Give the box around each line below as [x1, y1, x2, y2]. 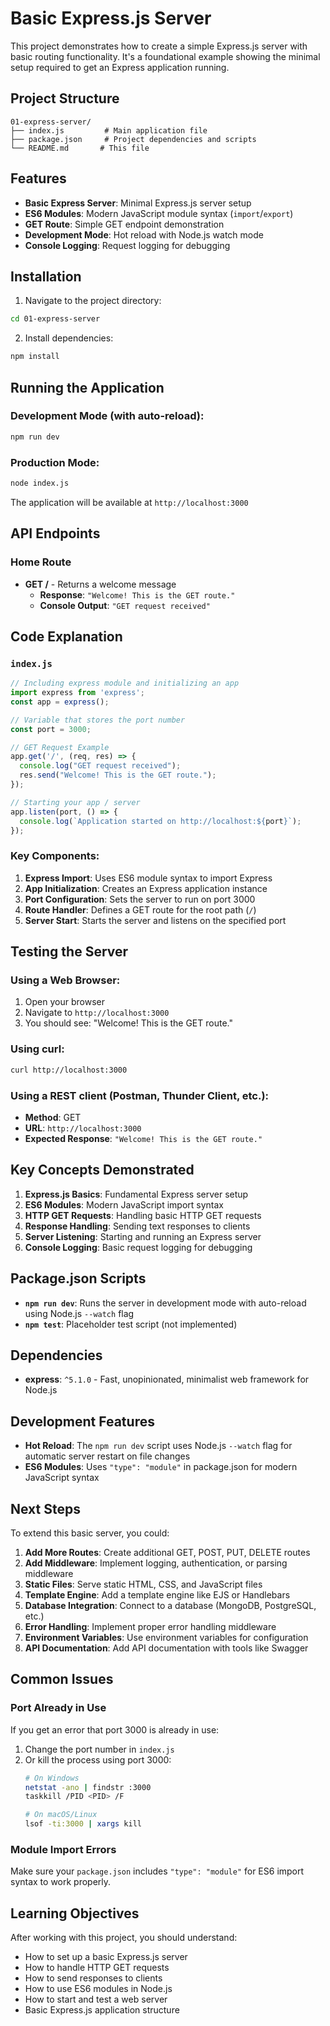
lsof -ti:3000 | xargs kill [24, 1819, 142, 1829]
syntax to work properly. [10, 1876, 112, 1888]
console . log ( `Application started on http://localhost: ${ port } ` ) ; [19, 816, 302, 826]
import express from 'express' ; [10, 688, 145, 698]
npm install [10, 352, 60, 362]
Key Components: [10, 849, 100, 863]
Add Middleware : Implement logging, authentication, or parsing [24, 1557, 288, 1569]
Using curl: [10, 1042, 65, 1056]
